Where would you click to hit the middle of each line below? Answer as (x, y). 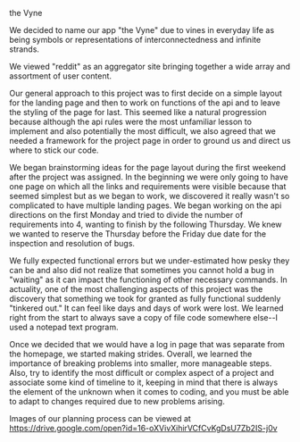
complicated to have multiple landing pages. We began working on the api (146, 205)
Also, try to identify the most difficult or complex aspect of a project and (142, 373)
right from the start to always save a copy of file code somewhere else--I (144, 317)
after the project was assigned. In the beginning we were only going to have (149, 177)
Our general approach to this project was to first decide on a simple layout (146, 93)
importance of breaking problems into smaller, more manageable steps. (141, 363)
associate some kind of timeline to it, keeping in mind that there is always (144, 382)
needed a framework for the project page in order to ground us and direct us (150, 141)
